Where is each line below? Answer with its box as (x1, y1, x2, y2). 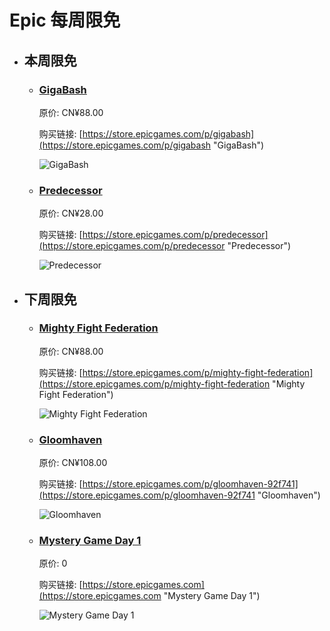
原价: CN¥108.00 (38, 457, 108, 469)
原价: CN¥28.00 (38, 207, 104, 220)
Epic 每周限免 (9, 9, 121, 32)
